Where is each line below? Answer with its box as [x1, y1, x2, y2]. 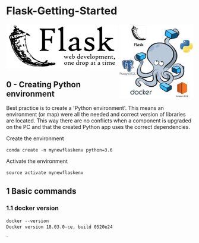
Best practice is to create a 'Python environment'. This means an [6, 105, 165, 112]
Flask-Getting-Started [6, 4, 118, 18]
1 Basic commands [6, 186, 77, 196]
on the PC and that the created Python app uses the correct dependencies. [6, 124, 190, 131]
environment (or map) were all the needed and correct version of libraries [6, 111, 186, 118]
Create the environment [6, 135, 64, 142]
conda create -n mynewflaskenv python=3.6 [6, 147, 113, 153]
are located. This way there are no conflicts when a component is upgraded [6, 117, 192, 124]
